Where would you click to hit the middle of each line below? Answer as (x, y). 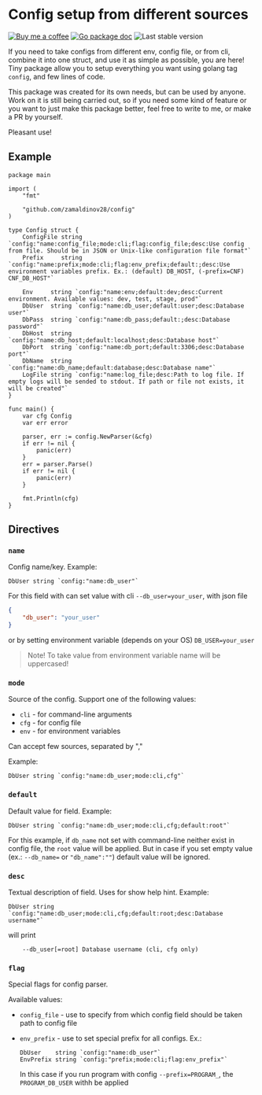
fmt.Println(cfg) (51, 498)
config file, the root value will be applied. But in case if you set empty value (131, 848)
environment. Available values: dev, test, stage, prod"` (105, 299)
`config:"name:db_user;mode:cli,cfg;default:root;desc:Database (116, 913)
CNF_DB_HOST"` (31, 278)
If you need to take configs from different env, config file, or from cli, (119, 51)
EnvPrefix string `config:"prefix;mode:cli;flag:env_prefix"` (124, 1060)
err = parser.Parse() (57, 464)
